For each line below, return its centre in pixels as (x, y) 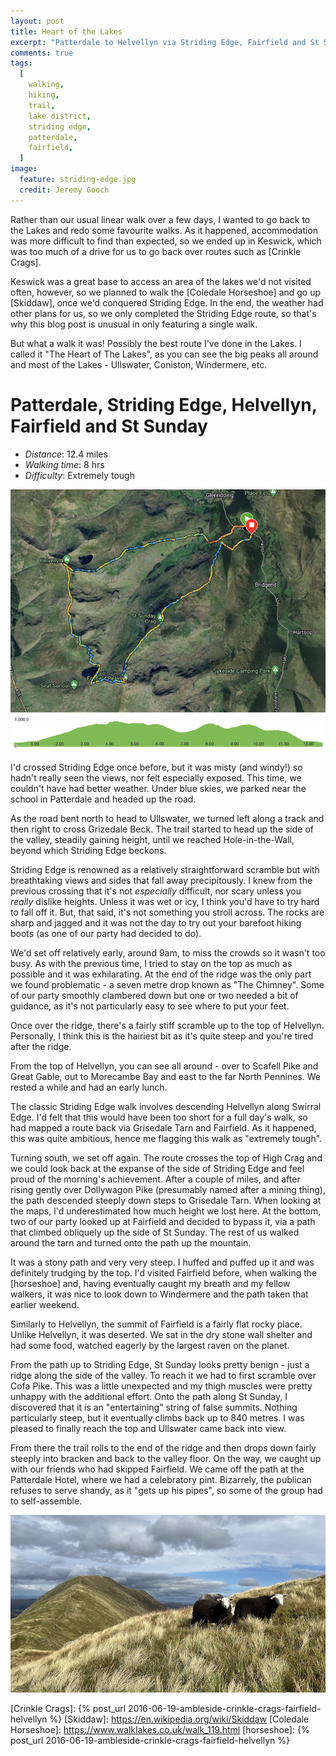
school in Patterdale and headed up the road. (103, 799)
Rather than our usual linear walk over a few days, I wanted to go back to (160, 219)
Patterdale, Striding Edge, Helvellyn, (164, 404)
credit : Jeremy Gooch (64, 190)
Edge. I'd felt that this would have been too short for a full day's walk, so (159, 1117)
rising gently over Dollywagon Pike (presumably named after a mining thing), (168, 1190)
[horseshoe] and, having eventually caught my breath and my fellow (150, 1284)
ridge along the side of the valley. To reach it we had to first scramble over (163, 1376)
